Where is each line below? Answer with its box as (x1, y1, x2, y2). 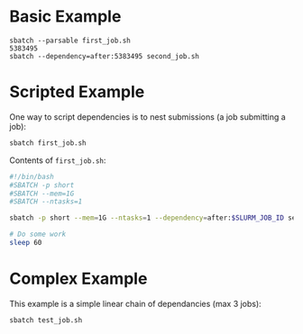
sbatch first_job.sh (9, 138, 87, 148)
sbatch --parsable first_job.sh (9, 36, 131, 45)
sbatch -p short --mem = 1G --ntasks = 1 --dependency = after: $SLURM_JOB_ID (9, 213, 284, 222)
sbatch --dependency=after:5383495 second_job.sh (9, 51, 200, 60)
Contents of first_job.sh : (9, 155, 106, 166)
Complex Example (9, 268, 148, 289)
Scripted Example (9, 82, 145, 103)
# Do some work (9, 230, 67, 239)
